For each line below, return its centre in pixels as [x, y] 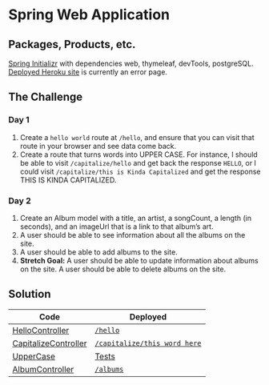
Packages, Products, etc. [72, 44]
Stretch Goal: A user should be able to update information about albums [139, 260]
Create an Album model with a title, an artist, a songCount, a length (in [136, 218]
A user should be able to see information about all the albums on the [132, 235]
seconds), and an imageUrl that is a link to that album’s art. [116, 227]
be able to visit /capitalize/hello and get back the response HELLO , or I [138, 162]
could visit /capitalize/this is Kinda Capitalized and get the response [140, 171]
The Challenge [46, 97]
